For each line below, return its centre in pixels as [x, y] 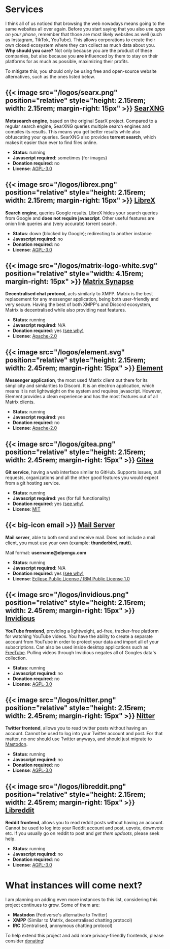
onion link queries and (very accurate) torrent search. [61, 224]
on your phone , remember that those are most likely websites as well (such [84, 34]
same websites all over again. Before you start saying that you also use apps [85, 29]
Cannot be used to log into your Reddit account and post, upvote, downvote [84, 828]
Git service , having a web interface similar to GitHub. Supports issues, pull [83, 472]
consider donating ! [25, 941]
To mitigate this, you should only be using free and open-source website [81, 71]
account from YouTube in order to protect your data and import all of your [82, 641]
